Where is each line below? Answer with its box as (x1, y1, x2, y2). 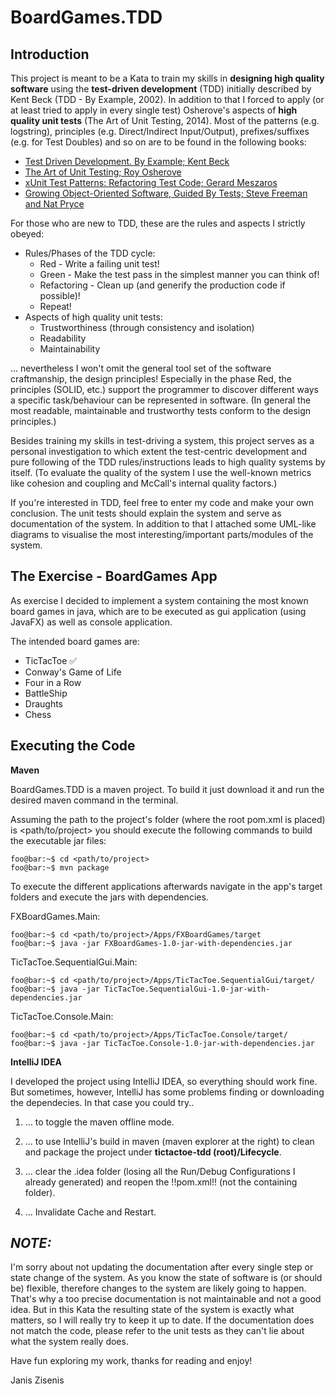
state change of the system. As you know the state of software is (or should (10, 1272, 323, 1284)
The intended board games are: (10, 635, 141, 647)
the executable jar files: (10, 834, 107, 846)
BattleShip (24, 687, 68, 699)
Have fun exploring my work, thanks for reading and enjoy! (10, 1355, 253, 1367)
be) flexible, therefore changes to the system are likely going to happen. (10, 1282, 307, 1295)
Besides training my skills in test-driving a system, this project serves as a (10, 435, 315, 446)
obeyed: (10, 228, 45, 240)
